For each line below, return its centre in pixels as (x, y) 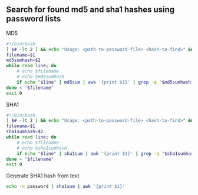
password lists (34, 19)
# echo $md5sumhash (41, 77)
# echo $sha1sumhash (42, 148)
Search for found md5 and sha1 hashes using (90, 10)
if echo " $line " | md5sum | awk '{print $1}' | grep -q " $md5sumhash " (105, 82)
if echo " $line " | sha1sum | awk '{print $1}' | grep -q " (91, 153)
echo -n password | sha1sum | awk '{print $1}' (66, 187)
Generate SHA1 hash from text (43, 176)
